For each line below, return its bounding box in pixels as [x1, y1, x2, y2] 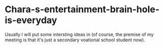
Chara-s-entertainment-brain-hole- [5, 4, 160, 15]
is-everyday [5, 14, 57, 26]
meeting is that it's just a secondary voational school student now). [5, 37, 146, 43]
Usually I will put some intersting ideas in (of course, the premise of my [5, 31, 154, 37]
